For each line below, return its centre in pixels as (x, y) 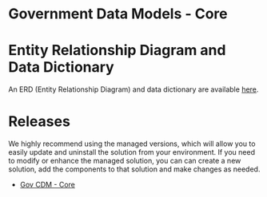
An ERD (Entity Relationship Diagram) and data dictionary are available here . (133, 89)
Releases (39, 122)
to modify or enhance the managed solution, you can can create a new (125, 161)
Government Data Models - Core (118, 14)
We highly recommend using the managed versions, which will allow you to (132, 144)
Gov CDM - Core (48, 185)
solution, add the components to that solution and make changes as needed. (134, 169)
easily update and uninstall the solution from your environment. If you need (132, 152)
